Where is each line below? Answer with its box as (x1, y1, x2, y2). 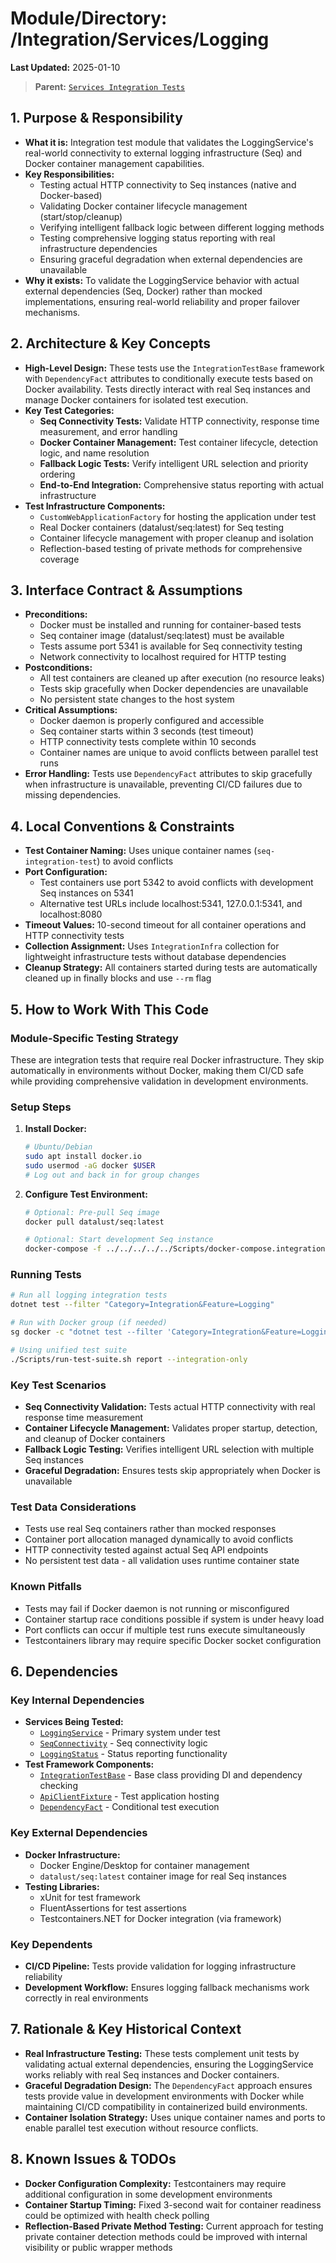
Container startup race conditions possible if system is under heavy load (24, 1613, 325, 1625)
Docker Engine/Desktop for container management (39, 1859, 250, 1871)
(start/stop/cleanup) (39, 210, 123, 222)
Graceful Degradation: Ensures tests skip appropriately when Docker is (24, 1465, 321, 1477)
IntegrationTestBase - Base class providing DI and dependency (39, 1769, 303, 1781)
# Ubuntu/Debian (24, 1142, 93, 1152)
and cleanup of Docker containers (24, 1433, 166, 1445)
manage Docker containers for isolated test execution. (24, 393, 249, 406)
